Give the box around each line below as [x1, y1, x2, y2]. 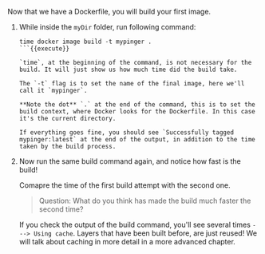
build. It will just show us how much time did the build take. [18, 65, 238, 73]
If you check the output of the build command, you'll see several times [18, 220, 251, 229]
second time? [38, 204, 84, 214]
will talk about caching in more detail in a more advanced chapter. [18, 237, 236, 246]
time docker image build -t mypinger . [18, 38, 152, 46]
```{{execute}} [18, 45, 70, 53]
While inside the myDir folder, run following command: [18, 22, 196, 31]
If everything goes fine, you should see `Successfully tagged [18, 129, 235, 137]
